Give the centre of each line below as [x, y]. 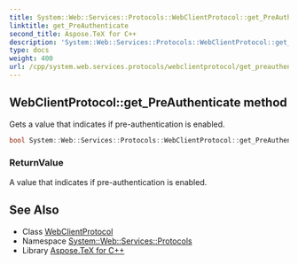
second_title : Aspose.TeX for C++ [73, 34]
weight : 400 [31, 58]
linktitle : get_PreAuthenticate [69, 26]
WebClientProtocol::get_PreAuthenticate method [149, 103]
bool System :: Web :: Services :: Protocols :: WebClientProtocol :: [125, 140]
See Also [34, 210]
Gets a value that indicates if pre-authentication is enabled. [117, 124]
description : [33, 42]
